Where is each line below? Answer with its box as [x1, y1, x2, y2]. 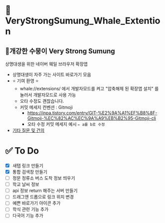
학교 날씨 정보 [12, 182, 39, 188]
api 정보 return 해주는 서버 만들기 [12, 188, 78, 194]
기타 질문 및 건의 [12, 127, 45, 133]
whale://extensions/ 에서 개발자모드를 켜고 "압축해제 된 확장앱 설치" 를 [19, 86, 159, 91]
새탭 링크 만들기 [12, 162, 43, 169]
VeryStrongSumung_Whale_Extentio [5, 15, 161, 26]
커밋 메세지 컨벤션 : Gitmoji [19, 104, 73, 110]
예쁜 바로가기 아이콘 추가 [12, 200, 61, 206]
